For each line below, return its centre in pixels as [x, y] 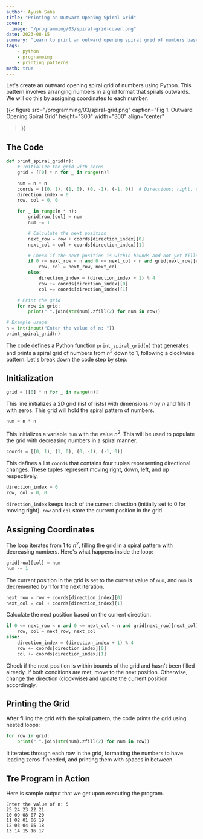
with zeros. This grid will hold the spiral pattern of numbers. [81, 410]
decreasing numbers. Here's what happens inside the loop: [80, 551]
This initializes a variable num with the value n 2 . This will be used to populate [101, 433]
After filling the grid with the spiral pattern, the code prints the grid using [96, 718]
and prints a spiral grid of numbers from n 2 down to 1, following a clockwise [100, 352]
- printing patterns [43, 62]
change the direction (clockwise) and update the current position [87, 678]
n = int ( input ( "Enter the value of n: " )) [60, 328]
